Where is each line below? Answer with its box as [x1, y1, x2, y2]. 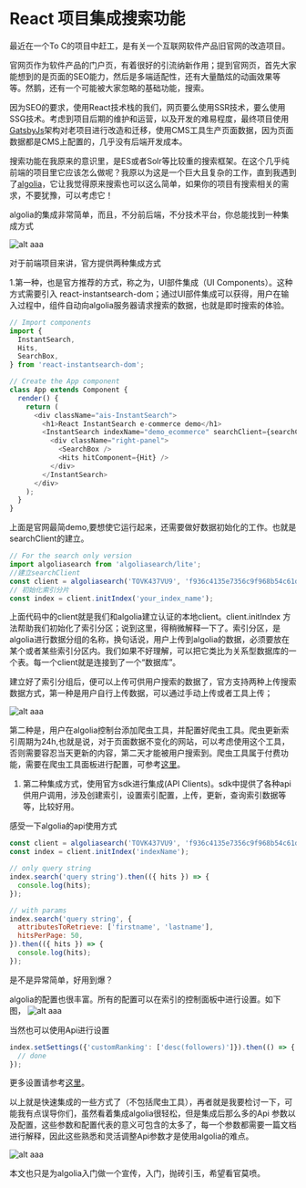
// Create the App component [9, 377, 120, 386]
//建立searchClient [9, 568, 81, 578]
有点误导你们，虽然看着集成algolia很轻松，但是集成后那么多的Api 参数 [25, 1108, 289, 1119]
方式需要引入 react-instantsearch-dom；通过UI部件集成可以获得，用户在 [9, 288, 281, 299]
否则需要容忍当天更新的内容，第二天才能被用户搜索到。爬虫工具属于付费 [9, 747, 280, 758]
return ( [25, 402, 59, 412]
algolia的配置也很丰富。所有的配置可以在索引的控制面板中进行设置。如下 [9, 994, 281, 1005]
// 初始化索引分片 [9, 585, 70, 594]
